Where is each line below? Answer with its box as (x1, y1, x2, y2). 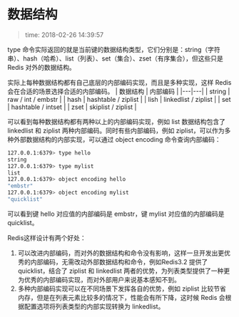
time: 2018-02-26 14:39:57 (24, 30, 104, 39)
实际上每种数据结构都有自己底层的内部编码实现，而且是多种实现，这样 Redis (7, 78, 232, 86)
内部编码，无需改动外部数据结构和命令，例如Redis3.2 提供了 (30, 257, 208, 266)
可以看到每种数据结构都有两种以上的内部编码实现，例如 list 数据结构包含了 (7, 117, 226, 125)
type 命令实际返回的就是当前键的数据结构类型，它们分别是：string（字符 (7, 45, 221, 53)
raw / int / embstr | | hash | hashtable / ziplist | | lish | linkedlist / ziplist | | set (7, 95, 231, 103)
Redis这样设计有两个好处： (7, 233, 87, 242)
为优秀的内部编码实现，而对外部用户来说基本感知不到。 (17, 275, 180, 284)
